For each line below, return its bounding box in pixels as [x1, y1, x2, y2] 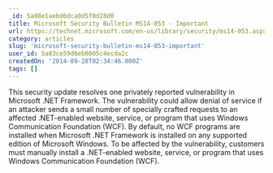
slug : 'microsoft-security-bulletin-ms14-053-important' [8, 42, 206, 50]
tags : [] [8, 65, 38, 73]
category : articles [8, 34, 75, 43]
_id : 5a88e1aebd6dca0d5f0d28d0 [8, 11, 115, 20]
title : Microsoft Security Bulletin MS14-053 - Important [8, 19, 209, 28]
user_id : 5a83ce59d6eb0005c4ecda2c [8, 50, 129, 58]
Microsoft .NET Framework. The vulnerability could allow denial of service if [8, 95, 262, 106]
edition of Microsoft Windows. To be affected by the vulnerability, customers [8, 139, 265, 149]
